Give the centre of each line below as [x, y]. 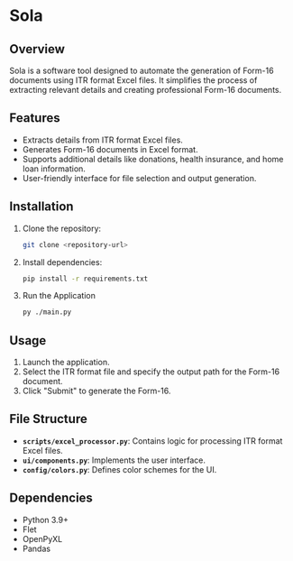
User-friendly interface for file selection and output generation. [139, 178]
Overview [37, 49]
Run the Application [59, 296]
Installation [41, 207]
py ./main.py [47, 312]
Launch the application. [66, 363]
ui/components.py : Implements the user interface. [114, 460]
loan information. [54, 169]
